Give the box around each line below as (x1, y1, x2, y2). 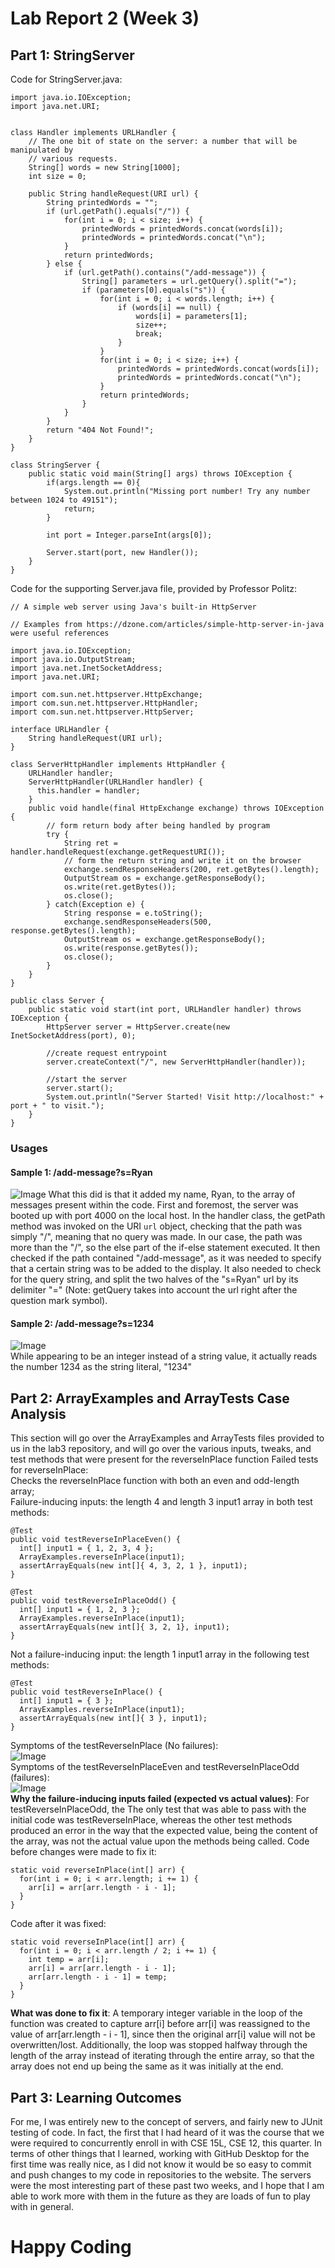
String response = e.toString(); (63, 908, 203, 918)
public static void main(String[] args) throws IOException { (28, 469, 293, 479)
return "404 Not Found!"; (46, 425, 155, 435)
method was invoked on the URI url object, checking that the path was (10, 1220, 303, 1232)
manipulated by (10, 145, 74, 155)
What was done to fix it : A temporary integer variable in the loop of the (10, 2007, 303, 2019)
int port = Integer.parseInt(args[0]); (46, 530, 213, 540)
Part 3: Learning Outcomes (10, 2089, 182, 2106)
